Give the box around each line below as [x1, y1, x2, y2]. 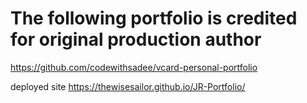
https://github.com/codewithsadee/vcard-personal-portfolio [10, 61, 258, 73]
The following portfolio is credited [10, 7, 298, 30]
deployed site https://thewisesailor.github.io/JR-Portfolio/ [10, 80, 246, 92]
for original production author [10, 28, 262, 51]
